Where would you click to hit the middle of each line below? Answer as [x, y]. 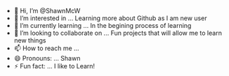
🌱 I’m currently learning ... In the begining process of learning [103, 25]
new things [30, 40]
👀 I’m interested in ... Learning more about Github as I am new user [110, 18]
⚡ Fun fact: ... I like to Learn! [54, 66]
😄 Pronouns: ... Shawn [47, 58]
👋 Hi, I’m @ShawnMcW [47, 11]
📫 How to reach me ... [46, 48]
